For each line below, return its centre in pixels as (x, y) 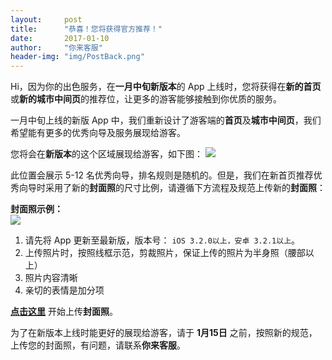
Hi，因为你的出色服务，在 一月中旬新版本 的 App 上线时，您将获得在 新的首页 (166, 87)
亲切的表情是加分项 (64, 290)
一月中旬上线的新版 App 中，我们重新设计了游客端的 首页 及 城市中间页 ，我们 (166, 120)
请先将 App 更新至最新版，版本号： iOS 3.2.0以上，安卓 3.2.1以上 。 (162, 240)
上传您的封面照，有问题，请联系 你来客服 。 (98, 345)
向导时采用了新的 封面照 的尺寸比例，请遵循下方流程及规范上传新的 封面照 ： (172, 188)
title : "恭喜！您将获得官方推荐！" (86, 29)
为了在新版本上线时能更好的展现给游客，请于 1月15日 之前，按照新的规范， (164, 333)
